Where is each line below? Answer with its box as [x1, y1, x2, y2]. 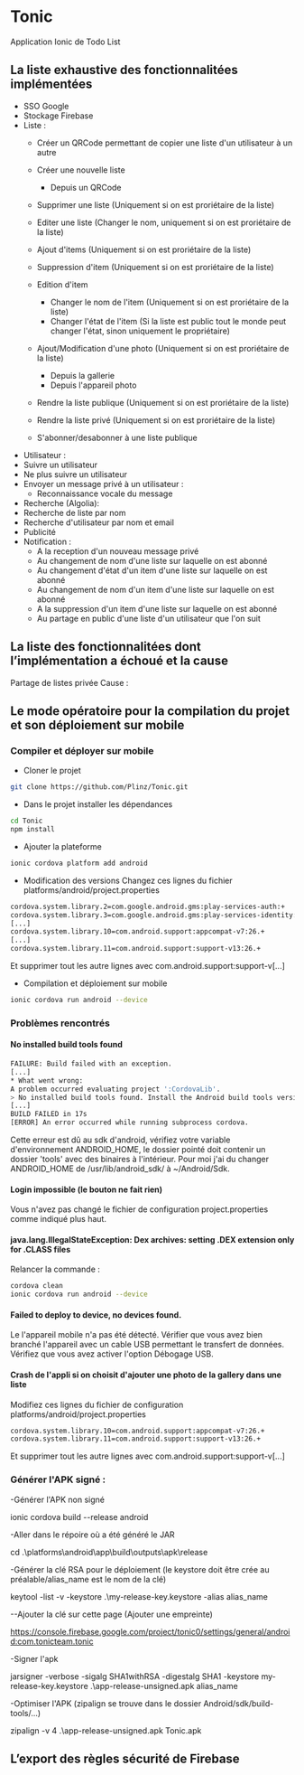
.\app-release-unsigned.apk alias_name [89, 1680, 238, 1691]
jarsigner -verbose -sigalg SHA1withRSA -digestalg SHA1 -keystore [10, 1670, 260, 1682]
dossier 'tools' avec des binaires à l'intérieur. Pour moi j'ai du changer [10, 1154, 270, 1164]
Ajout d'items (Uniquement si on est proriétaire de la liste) [36, 244, 252, 255]
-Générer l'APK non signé [10, 1494, 105, 1505]
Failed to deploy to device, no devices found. [10, 1309, 182, 1320]
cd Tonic [10, 816, 43, 826]
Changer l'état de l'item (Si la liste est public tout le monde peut [50, 315, 287, 326]
